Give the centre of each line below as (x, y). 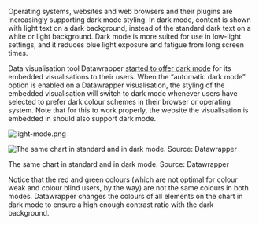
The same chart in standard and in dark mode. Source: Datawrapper (119, 164)
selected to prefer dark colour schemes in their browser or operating (119, 102)
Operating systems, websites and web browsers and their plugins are (120, 11)
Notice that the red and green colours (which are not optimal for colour (123, 179)
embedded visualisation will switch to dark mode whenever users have (123, 93)
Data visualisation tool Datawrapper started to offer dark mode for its (120, 68)
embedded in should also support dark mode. (82, 118)
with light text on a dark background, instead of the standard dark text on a (130, 28)
